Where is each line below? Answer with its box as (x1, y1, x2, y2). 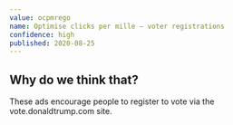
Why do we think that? (9, 72, 139, 87)
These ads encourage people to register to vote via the (9, 96, 215, 107)
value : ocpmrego (9, 13, 71, 23)
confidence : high (9, 30, 75, 39)
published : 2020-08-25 (9, 38, 95, 48)
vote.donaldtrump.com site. (9, 106, 112, 117)
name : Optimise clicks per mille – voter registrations (9, 22, 225, 31)
